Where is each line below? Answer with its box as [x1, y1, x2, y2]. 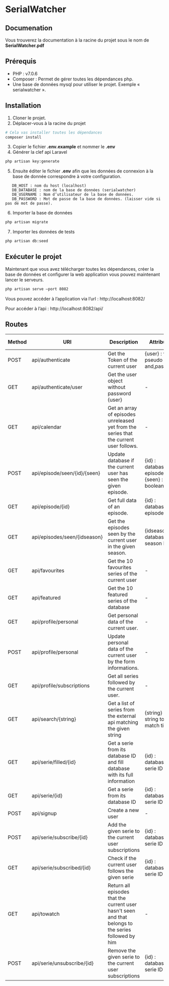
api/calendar [32, 423, 62, 431]
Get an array [107, 404, 137, 411]
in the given [107, 543, 135, 550]
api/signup [32, 809, 57, 817]
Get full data [107, 497, 137, 504]
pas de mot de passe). [5, 201, 53, 206]
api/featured [32, 594, 61, 601]
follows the [107, 867, 134, 874]
